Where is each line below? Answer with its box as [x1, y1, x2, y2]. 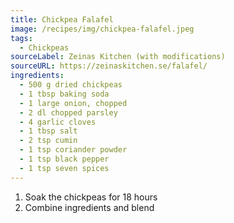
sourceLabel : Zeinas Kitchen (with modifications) [10, 52, 226, 62]
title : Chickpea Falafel [10, 14, 114, 25]
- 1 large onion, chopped [19, 98, 128, 108]
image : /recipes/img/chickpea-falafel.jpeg [10, 24, 195, 34]
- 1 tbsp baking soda [19, 89, 110, 99]
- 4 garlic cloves [19, 117, 97, 127]
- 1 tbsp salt [19, 126, 78, 136]
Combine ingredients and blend [24, 201, 155, 213]
